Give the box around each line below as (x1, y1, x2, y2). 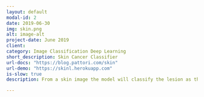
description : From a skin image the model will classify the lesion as (6, 76, 191, 82)
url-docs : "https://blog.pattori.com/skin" (6, 59, 118, 65)
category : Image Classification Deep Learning (6, 48, 126, 55)
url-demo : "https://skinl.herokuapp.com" (6, 65, 113, 72)
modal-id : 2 (6, 15, 36, 21)
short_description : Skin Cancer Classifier (6, 54, 118, 60)
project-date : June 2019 (6, 37, 69, 43)
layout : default (6, 8, 47, 15)
